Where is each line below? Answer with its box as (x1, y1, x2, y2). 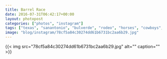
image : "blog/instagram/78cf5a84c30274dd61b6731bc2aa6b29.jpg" (5, 30, 139, 35)
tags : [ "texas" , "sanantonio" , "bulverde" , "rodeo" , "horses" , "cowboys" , (5, 26, 164, 30)
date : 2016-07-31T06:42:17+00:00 (5, 12, 75, 17)
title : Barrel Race (5, 7, 46, 12)
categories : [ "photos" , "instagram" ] (5, 21, 83, 26)
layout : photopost (5, 16, 43, 21)
